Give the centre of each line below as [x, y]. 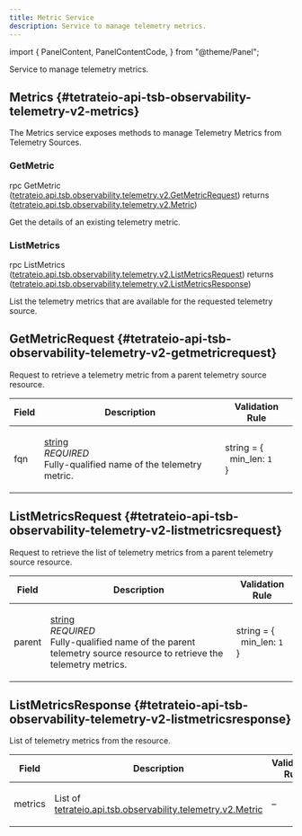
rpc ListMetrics [37, 264]
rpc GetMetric [35, 185]
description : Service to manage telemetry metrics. [108, 26]
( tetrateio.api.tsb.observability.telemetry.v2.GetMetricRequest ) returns [139, 195]
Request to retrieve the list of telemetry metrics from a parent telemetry [142, 552]
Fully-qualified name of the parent [123, 642]
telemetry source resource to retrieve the [137, 653]
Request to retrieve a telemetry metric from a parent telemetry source [138, 375]
